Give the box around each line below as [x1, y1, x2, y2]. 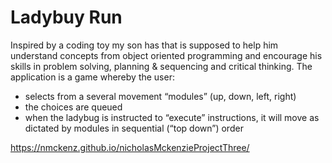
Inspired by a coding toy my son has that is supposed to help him [10, 39, 279, 51]
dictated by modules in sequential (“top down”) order [24, 122, 244, 134]
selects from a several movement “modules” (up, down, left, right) [24, 90, 297, 102]
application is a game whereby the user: [10, 71, 175, 83]
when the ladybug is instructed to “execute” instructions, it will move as [24, 111, 320, 123]
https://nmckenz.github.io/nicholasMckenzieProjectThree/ [10, 141, 250, 153]
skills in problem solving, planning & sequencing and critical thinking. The [10, 60, 313, 72]
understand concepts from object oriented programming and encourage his [10, 49, 323, 61]
